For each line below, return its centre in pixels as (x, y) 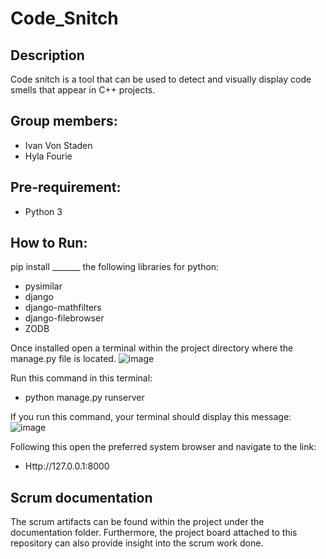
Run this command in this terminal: (81, 378)
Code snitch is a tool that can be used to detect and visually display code (161, 79)
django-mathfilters (63, 308)
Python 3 (43, 211)
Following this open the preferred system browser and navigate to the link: (163, 447)
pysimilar (43, 286)
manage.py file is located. (63, 359)
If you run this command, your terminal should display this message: (151, 417)
